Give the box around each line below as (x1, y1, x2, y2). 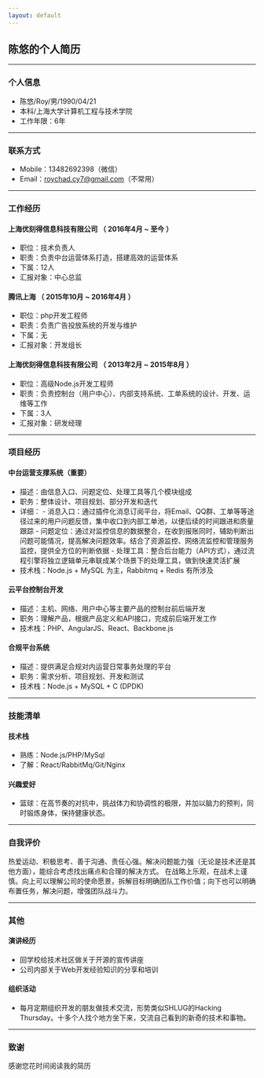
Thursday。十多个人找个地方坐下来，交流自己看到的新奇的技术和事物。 (19, 1013, 251, 1022)
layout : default (8, 11, 61, 20)
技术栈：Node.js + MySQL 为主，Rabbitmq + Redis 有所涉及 (19, 565, 214, 574)
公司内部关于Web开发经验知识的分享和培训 (19, 964, 159, 974)
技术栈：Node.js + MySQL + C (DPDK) (19, 681, 144, 691)
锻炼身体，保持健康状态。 (26, 808, 110, 818)
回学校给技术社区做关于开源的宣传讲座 (19, 955, 144, 964)
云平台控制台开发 (8, 585, 64, 594)
